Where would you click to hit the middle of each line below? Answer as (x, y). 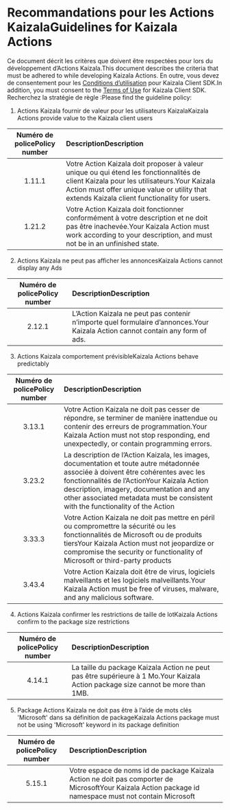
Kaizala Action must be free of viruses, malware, (141, 589)
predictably (33, 363)
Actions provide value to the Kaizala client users (85, 117)
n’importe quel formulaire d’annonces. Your (140, 322)
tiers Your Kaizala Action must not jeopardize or (139, 543)
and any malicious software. (109, 597)
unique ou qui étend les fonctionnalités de (133, 172)
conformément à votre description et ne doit (137, 218)
